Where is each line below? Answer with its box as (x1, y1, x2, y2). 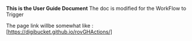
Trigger (6, 11, 24, 18)
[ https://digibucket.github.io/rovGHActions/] (6, 28, 112, 35)
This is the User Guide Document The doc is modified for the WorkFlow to (6, 5, 186, 12)
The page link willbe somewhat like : (6, 23, 94, 29)
